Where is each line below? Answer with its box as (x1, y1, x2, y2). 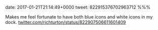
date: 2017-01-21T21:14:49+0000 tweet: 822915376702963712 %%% (5, 4, 151, 10)
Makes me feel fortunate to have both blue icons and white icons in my (5, 14, 153, 19)
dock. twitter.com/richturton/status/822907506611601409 (5, 19, 126, 25)
